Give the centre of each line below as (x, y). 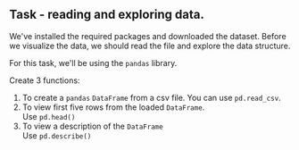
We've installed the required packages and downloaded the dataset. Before (148, 36)
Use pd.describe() (57, 135)
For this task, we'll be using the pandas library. (93, 62)
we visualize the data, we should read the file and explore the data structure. (150, 46)
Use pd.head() (49, 116)
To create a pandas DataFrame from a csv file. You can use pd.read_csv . (151, 97)
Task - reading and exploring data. (107, 15)
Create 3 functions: (45, 80)
